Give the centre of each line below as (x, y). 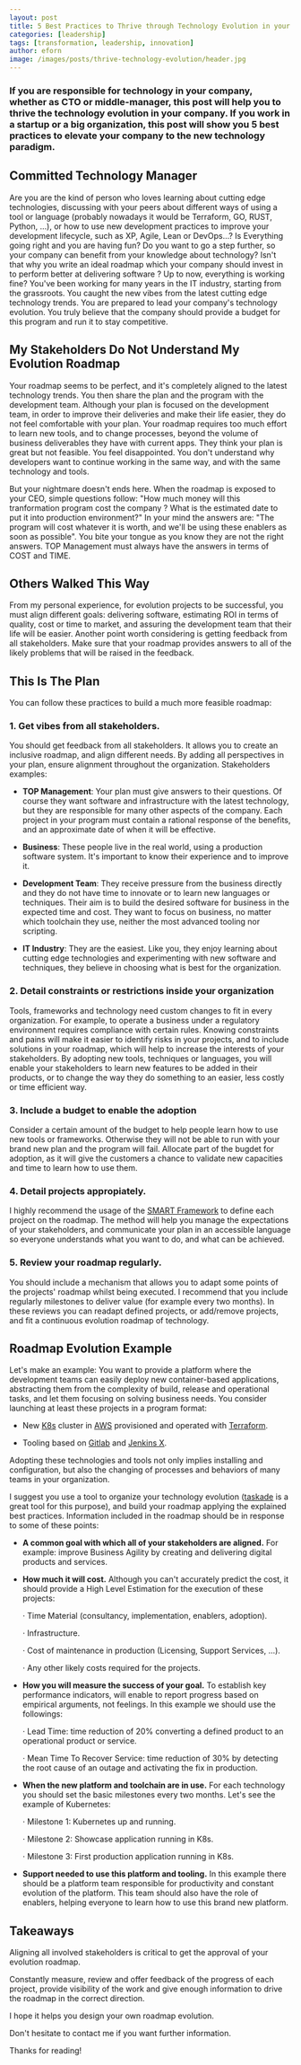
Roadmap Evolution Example (91, 1349)
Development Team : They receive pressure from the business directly (152, 883)
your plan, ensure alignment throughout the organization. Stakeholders (140, 765)
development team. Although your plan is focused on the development (139, 404)
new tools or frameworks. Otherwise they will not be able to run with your (145, 1139)
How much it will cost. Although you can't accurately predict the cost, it (155, 1579)
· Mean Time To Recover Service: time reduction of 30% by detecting (150, 1758)
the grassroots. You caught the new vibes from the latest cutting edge (138, 293)
